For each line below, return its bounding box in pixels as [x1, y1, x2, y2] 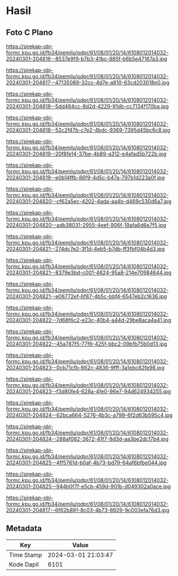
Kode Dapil [9, 560, 39, 568]
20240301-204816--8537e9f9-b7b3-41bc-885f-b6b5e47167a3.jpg [6, 56, 167, 62]
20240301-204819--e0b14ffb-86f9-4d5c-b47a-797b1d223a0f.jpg [6, 174, 165, 181]
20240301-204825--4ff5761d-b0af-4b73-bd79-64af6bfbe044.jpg [6, 459, 167, 466]
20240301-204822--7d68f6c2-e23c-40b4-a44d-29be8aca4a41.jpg [6, 317, 172, 323]
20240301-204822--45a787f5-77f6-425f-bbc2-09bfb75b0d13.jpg [6, 340, 167, 347]
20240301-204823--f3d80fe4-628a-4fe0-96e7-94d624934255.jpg [6, 388, 171, 395]
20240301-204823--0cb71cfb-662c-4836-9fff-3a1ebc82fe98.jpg [6, 364, 165, 371]
